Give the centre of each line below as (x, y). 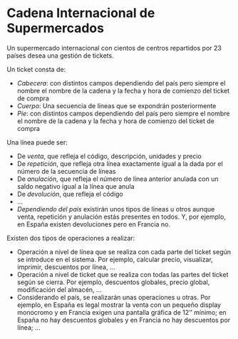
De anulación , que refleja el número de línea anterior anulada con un (118, 179)
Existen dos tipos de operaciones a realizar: (71, 238)
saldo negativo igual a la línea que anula (76, 186)
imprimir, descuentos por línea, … (66, 267)
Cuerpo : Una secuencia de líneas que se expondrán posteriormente (117, 105)
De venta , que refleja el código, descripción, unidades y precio (109, 156)
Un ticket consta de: (36, 69)
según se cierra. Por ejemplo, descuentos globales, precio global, (113, 282)
